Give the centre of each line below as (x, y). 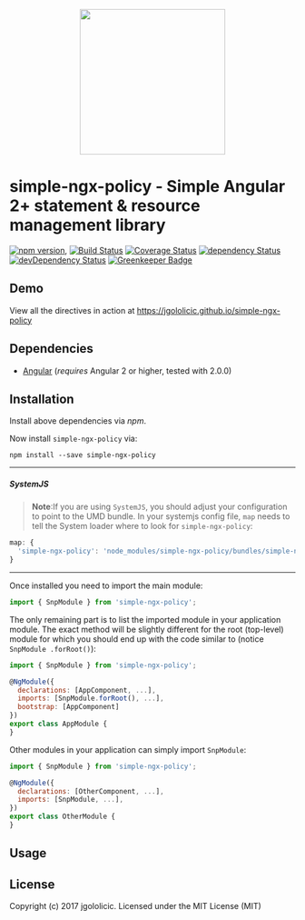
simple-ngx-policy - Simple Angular (148, 187)
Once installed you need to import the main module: (106, 585)
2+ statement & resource (105, 206)
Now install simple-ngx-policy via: (74, 439)
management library (88, 225)
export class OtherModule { (63, 817)
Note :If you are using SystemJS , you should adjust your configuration (159, 507)
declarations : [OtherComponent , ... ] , (91, 791)
